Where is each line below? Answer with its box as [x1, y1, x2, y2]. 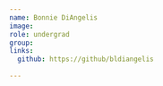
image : [9, 21, 34, 30]
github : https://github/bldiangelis [17, 55, 154, 64]
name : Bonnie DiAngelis [9, 13, 99, 22]
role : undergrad [9, 30, 70, 39]
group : [9, 38, 34, 47]
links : [9, 47, 34, 56]
